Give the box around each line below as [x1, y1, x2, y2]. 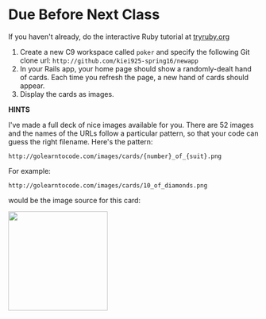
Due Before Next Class [8, 6, 160, 24]
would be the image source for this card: [8, 195, 141, 205]
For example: [8, 166, 52, 175]
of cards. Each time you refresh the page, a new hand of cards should [19, 72, 249, 82]
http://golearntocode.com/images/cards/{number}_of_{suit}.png [8, 152, 222, 160]
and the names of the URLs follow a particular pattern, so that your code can [8, 129, 259, 138]
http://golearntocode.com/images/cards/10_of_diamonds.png [8, 181, 208, 190]
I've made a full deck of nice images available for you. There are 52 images [8, 120, 254, 129]
